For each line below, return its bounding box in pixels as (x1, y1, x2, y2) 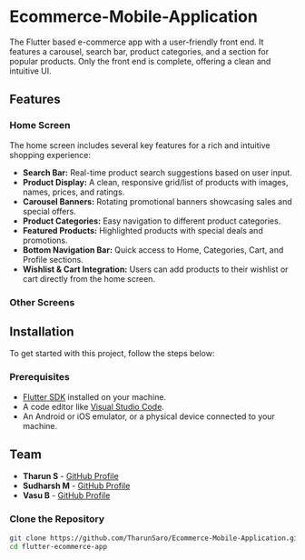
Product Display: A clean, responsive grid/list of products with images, (22, 176, 289, 187)
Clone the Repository (9, 513, 105, 525)
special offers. (22, 205, 77, 216)
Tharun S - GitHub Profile (22, 471, 120, 482)
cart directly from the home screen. (22, 273, 156, 284)
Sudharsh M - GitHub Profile (22, 480, 131, 492)
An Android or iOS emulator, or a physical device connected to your (22, 411, 275, 422)
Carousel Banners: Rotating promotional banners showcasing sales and (22, 195, 292, 206)
